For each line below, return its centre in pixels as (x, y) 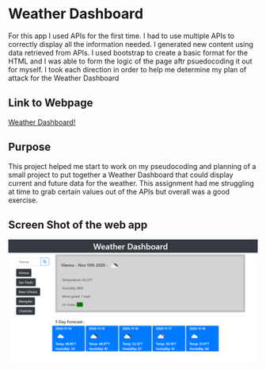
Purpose (30, 147)
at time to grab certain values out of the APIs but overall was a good (119, 191)
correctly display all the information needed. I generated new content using (131, 44)
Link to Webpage (51, 103)
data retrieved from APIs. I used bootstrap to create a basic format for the (128, 52)
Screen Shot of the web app (78, 224)
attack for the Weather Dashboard (64, 78)
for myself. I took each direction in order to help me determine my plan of (127, 69)
